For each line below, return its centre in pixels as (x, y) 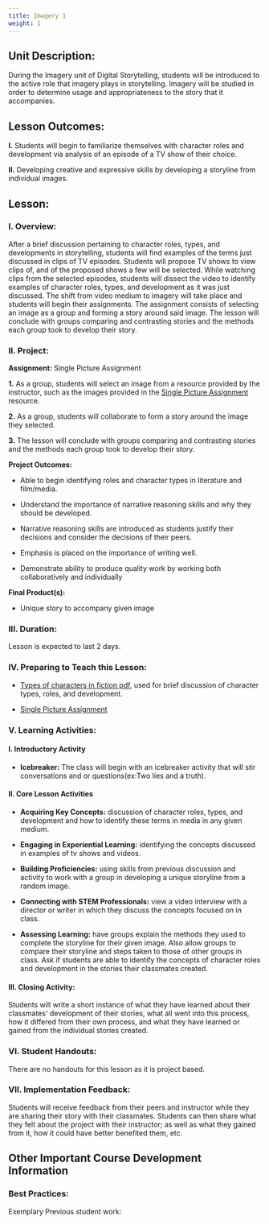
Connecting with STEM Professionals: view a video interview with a (133, 902)
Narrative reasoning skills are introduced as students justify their (127, 529)
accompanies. (32, 101)
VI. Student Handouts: (53, 1052)
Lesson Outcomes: (57, 126)
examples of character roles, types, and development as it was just (119, 287)
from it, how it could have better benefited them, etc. (96, 1133)
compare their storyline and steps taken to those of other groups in (131, 952)
